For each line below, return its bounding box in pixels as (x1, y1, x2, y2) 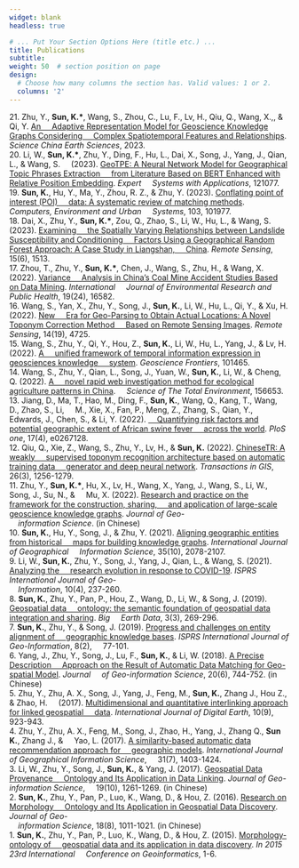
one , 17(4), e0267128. (9, 432, 89, 443)
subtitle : (9, 54, 46, 63)
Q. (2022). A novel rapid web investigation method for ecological (9, 375, 255, 387)
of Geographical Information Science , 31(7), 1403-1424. (9, 753, 222, 765)
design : (9, 70, 38, 80)
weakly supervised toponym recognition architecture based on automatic (9, 451, 286, 462)
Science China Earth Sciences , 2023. (9, 140, 146, 150)
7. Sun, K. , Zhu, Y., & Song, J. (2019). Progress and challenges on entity (9, 622, 271, 632)
